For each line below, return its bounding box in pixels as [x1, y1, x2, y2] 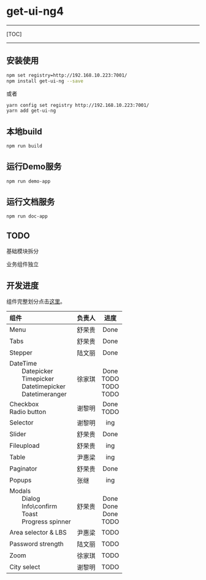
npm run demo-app [6, 178, 51, 184]
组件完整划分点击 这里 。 [6, 297, 66, 305]
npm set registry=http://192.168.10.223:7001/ [6, 72, 128, 78]
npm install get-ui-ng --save [6, 78, 84, 84]
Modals [9, 487, 31, 495]
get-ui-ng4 [6, 4, 64, 18]
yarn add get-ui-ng [6, 108, 56, 114]
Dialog [21, 494, 40, 503]
